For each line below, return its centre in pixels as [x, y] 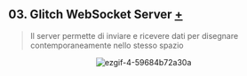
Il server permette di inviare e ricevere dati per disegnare [134, 35]
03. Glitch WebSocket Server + [96, 15]
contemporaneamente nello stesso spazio [107, 45]
